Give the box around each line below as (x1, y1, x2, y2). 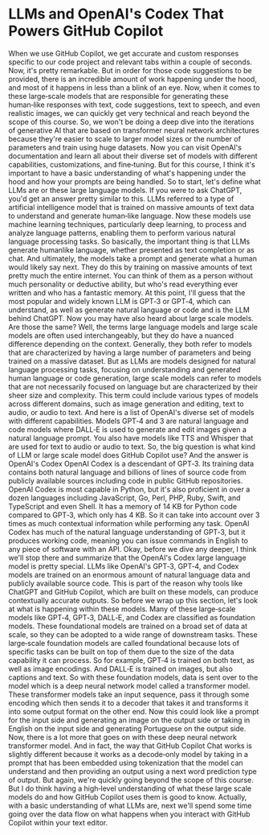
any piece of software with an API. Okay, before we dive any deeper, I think (8, 544, 257, 553)
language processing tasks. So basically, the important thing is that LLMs (8, 237, 251, 246)
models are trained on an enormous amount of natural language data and (8, 570, 251, 579)
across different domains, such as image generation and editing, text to (8, 399, 244, 409)
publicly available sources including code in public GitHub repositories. (8, 475, 243, 485)
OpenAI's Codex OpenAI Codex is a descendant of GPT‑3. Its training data (8, 459, 255, 468)
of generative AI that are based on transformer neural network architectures (8, 125, 259, 135)
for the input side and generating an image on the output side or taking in (8, 715, 251, 725)
